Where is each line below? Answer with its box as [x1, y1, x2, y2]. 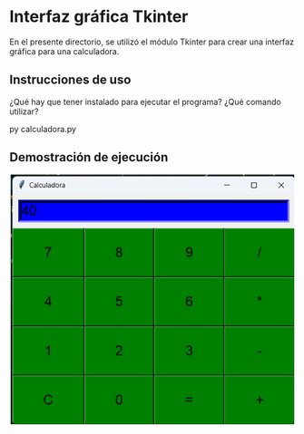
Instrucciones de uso [9, 72, 132, 88]
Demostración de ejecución [9, 149, 169, 165]
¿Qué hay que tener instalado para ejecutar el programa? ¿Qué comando [9, 96, 281, 107]
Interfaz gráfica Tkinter [9, 6, 189, 27]
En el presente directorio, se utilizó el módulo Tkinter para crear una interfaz [9, 36, 295, 47]
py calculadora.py [9, 123, 77, 134]
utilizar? [9, 106, 39, 117]
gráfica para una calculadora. [9, 45, 120, 56]
